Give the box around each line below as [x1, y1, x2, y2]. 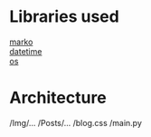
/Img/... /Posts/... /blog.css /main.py [9, 117, 143, 128]
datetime [9, 45, 42, 56]
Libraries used [9, 6, 119, 27]
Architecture [9, 88, 107, 108]
